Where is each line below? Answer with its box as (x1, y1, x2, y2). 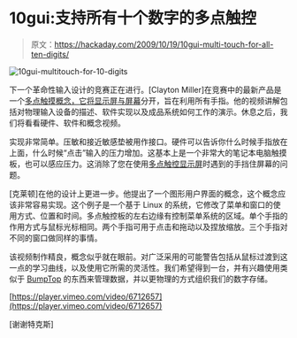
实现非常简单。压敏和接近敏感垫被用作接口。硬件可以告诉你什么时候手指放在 (9, 136, 288, 147)
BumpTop (26, 273, 62, 284)
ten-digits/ (30, 49, 69, 59)
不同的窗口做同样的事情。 (9, 232, 103, 243)
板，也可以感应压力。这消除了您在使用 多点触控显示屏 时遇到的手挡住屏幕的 (9, 158, 280, 169)
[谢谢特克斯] (9, 319, 55, 329)
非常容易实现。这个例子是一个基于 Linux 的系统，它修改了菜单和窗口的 (16, 199, 274, 210)
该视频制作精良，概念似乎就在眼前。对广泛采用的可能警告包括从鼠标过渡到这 (9, 251, 288, 262)
